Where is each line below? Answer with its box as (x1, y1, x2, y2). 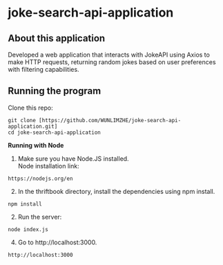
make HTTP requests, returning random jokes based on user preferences (8, 58, 216, 66)
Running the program (8, 85, 101, 97)
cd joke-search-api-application (8, 129, 101, 136)
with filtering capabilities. (8, 66, 79, 73)
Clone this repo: (8, 104, 54, 112)
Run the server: (17, 213, 62, 221)
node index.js (8, 226, 49, 233)
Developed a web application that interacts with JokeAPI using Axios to (8, 50, 210, 59)
